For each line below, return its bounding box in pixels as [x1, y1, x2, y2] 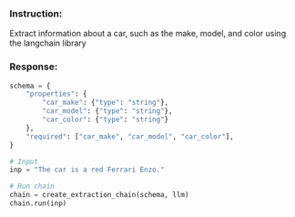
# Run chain [9, 181, 55, 191]
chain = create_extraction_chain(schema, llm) [9, 191, 189, 200]
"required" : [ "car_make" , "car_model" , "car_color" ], [25, 131, 234, 141]
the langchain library [9, 37, 86, 48]
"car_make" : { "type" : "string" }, [42, 98, 169, 108]
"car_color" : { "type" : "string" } [42, 115, 169, 125]
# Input [9, 157, 39, 166]
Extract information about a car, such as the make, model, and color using [9, 28, 287, 39]
